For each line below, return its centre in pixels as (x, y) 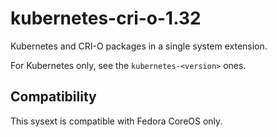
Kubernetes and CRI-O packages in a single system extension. (139, 46)
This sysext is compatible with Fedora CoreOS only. (116, 121)
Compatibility (53, 97)
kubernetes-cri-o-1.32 (106, 18)
